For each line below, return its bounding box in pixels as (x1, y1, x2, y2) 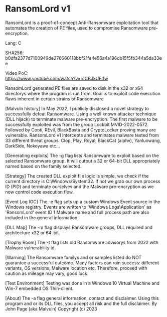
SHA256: (5, 50, 24, 56)
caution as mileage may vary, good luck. (5, 270, 89, 276)
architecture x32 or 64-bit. (5, 229, 60, 236)
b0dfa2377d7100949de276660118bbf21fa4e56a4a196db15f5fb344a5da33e (5, 55, 162, 61)
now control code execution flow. (5, 189, 74, 195)
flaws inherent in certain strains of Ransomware (5, 96, 104, 102)
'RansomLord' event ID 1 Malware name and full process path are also (5, 209, 149, 215)
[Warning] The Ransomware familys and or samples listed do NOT (5, 254, 142, 260)
